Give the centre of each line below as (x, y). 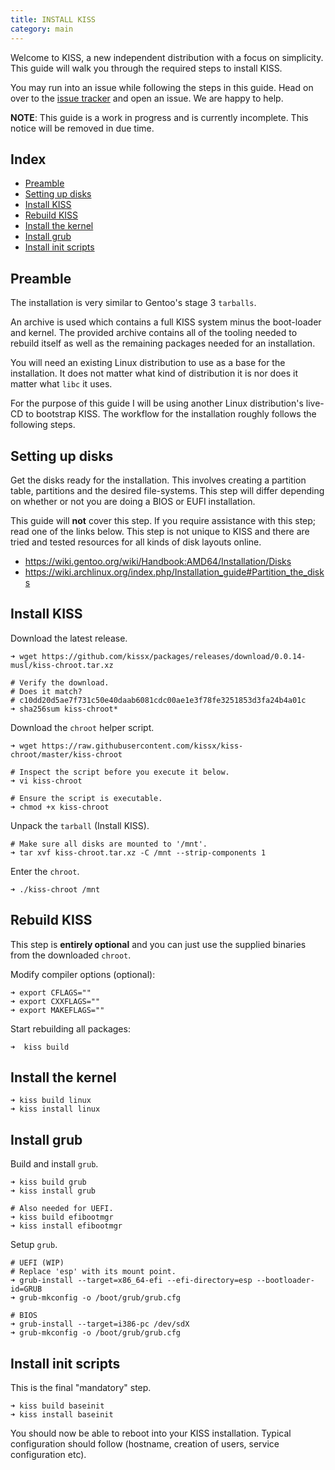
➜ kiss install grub (53, 1191)
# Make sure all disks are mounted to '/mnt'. (109, 844)
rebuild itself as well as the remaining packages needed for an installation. (163, 343)
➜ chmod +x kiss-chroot (60, 807)
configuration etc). (48, 1454)
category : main (42, 29)
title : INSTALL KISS (53, 19)
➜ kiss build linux (51, 1101)
